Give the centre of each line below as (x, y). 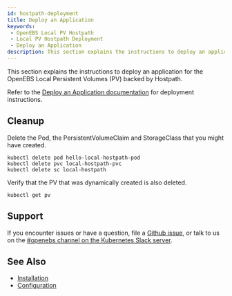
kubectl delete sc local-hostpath (57, 169)
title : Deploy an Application (51, 20)
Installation (33, 278)
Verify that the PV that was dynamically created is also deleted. (97, 182)
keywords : (21, 26)
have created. (27, 145)
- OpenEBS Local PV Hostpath (52, 33)
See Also (27, 261)
